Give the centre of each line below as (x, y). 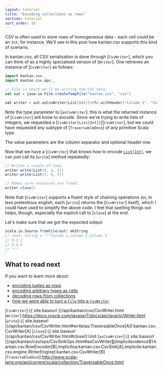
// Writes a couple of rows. (34, 166)
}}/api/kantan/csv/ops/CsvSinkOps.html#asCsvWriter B (60, 342)
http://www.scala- (60, 357)
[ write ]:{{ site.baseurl (27, 321)
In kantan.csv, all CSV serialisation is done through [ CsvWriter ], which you (79, 57)
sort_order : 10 (20, 23)
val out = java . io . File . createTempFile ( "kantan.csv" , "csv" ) (68, 94)
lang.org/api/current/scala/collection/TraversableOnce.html (64, 362)
